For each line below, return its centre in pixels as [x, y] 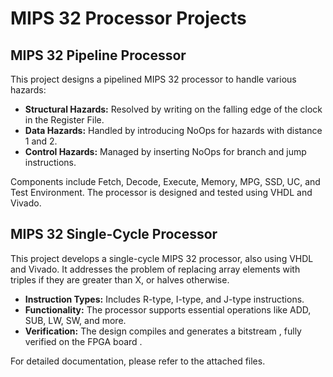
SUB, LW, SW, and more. [75, 320]
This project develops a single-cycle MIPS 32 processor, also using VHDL [162, 258]
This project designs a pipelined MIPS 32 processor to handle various [153, 79]
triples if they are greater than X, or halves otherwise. [120, 279]
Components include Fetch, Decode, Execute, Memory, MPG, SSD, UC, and [165, 181]
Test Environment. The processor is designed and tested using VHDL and [161, 192]
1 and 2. [41, 141]
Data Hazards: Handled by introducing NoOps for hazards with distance [173, 130]
